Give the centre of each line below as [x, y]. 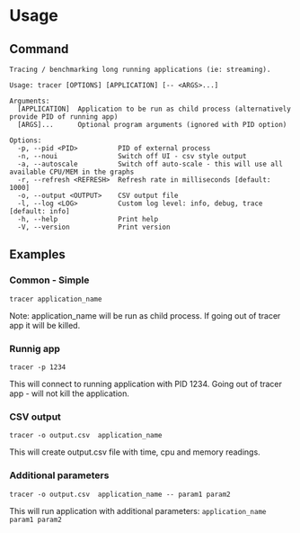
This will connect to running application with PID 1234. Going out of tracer [146, 384]
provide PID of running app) [64, 117]
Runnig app [35, 348]
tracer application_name [56, 299]
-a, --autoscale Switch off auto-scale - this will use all [150, 164]
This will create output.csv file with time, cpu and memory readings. [135, 452]
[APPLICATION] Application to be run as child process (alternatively [154, 109]
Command [39, 49]
